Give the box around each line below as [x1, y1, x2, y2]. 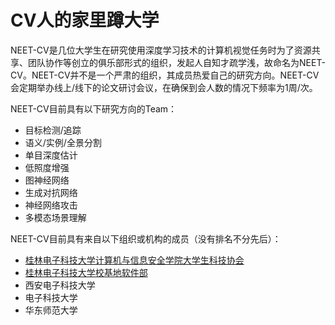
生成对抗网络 [24, 186, 78, 198]
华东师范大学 [24, 304, 78, 316]
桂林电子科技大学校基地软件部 [24, 266, 148, 278]
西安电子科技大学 [24, 279, 96, 291]
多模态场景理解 [24, 211, 87, 223]
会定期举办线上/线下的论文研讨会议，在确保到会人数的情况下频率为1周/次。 [10, 81, 318, 93]
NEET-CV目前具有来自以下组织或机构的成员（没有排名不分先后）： [10, 232, 282, 245]
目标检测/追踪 [24, 124, 82, 136]
